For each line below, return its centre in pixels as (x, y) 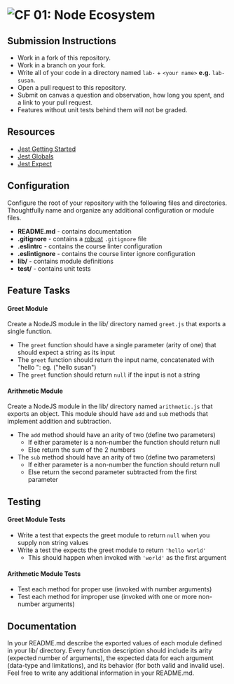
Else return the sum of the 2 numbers (82, 450)
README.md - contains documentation (74, 231)
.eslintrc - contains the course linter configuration (90, 246)
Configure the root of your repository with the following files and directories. (117, 203)
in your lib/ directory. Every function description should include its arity (110, 651)
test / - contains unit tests (54, 268)
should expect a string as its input (66, 353)
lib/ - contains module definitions (66, 261)
